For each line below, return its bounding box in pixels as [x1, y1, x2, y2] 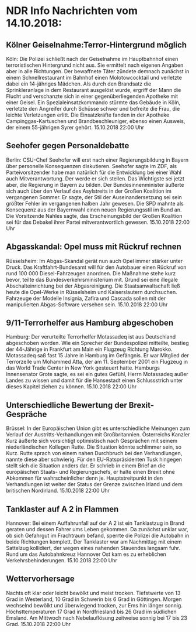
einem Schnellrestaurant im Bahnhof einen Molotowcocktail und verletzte [6, 74, 182, 81]
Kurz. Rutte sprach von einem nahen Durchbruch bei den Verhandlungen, [6, 450, 183, 457]
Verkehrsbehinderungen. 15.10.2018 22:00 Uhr [6, 557, 118, 564]
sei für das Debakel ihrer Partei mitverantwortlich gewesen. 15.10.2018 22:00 [6, 218, 190, 226]
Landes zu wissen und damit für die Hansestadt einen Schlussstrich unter [6, 377, 184, 384]
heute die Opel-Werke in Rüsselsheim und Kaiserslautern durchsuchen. [6, 288, 178, 295]
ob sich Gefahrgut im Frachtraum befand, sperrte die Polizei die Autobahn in [6, 532, 190, 539]
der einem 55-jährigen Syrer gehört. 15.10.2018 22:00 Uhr [6, 124, 145, 131]
